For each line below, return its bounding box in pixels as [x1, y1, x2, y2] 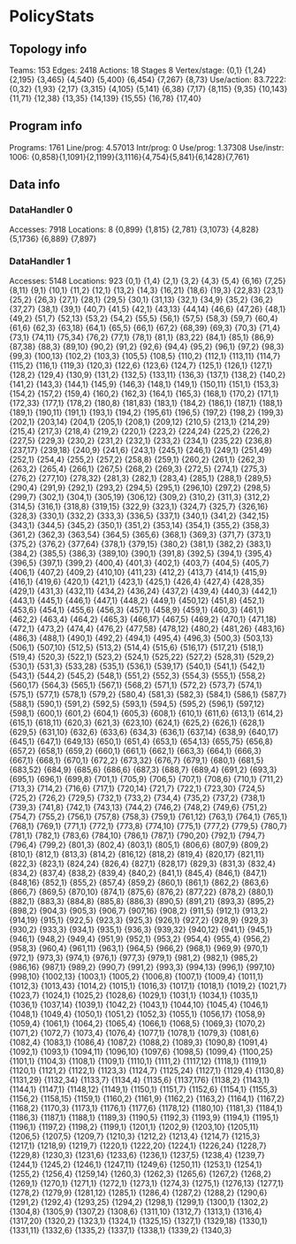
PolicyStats [9, 6, 95, 27]
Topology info [9, 42, 87, 57]
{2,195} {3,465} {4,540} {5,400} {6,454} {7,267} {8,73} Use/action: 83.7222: [9, 74, 287, 85]
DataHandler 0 [9, 203, 73, 216]
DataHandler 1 [9, 255, 71, 267]
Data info [9, 177, 60, 192]
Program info [9, 119, 82, 134]
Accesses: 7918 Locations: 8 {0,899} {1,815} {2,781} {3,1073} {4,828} [9, 224, 259, 234]
